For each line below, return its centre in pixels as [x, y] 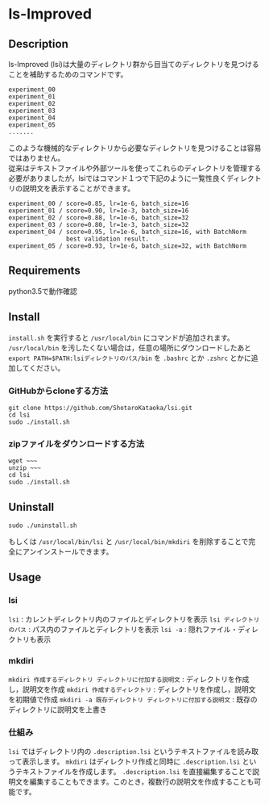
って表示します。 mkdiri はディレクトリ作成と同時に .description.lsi [124, 762]
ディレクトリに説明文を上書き [58, 710]
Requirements [44, 271]
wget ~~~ [23, 461]
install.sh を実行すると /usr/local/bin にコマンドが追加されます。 [122, 337]
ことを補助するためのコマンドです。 [68, 74]
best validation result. [108, 239]
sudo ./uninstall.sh [43, 526]
